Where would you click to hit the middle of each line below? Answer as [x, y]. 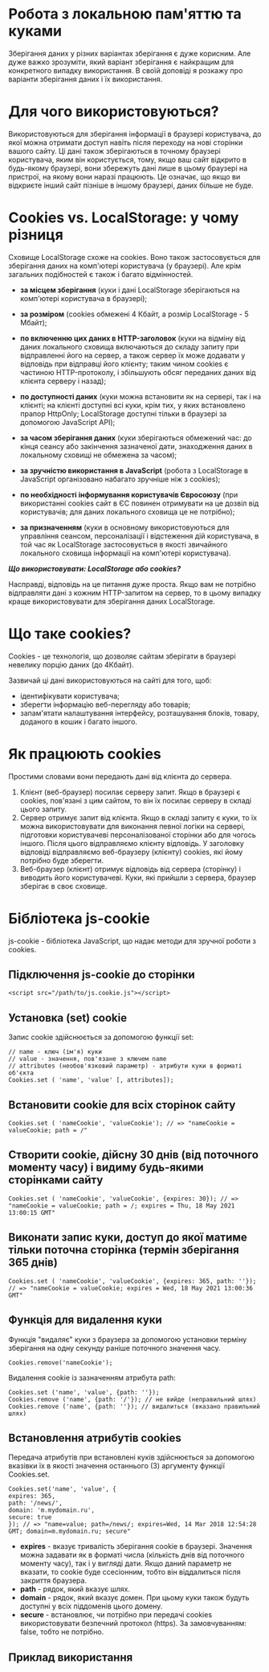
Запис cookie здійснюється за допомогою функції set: [101, 1037]
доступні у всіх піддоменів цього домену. [91, 1606]
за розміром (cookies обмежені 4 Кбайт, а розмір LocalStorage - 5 [134, 314]
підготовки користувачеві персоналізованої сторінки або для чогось [138, 835]
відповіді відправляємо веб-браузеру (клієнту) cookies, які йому [131, 852]
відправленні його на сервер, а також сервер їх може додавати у [132, 355]
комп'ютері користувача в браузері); [84, 298]
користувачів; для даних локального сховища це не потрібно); [127, 511]
